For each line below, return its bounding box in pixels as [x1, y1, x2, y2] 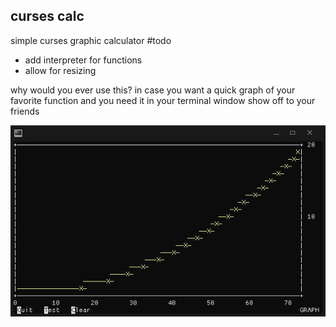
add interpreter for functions [24, 54, 143, 66]
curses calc [10, 8, 85, 25]
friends [10, 105, 40, 117]
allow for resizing [24, 64, 97, 76]
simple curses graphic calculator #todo [10, 34, 172, 46]
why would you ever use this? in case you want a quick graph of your [10, 84, 296, 96]
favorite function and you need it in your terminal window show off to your [10, 94, 316, 106]
